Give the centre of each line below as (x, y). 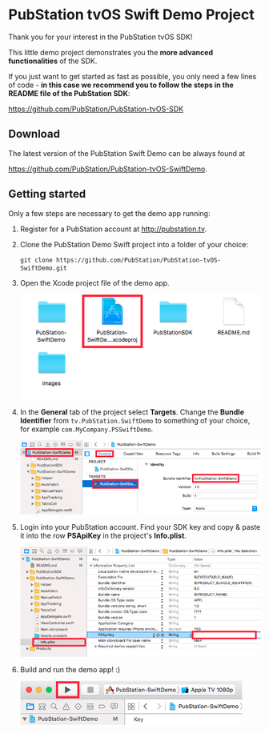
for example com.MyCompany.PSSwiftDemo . (86, 429)
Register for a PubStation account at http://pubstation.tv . (113, 229)
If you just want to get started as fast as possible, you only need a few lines (132, 76)
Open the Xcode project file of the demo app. (94, 282)
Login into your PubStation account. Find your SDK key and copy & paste (140, 527)
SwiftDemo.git (43, 268)
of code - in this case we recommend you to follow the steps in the (121, 85)
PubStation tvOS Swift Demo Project (131, 15)
